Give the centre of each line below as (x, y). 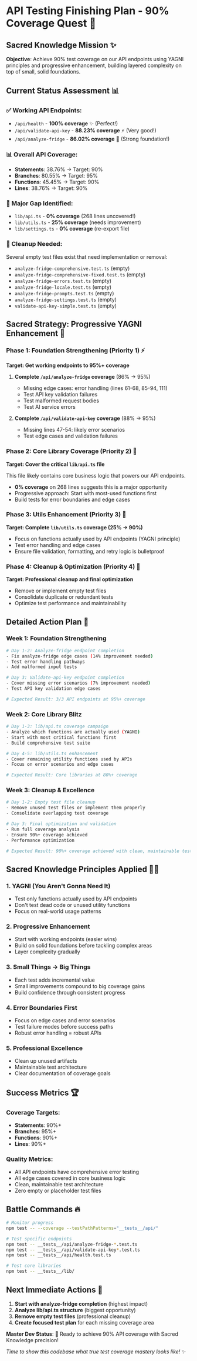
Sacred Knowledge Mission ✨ (61, 45)
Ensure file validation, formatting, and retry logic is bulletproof (89, 551)
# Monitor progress (30, 1223)
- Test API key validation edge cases (53, 689)
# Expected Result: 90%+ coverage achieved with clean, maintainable (93, 851)
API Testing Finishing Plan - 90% (88, 11)
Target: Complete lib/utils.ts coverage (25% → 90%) (74, 527)
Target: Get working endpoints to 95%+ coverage (68, 365)
